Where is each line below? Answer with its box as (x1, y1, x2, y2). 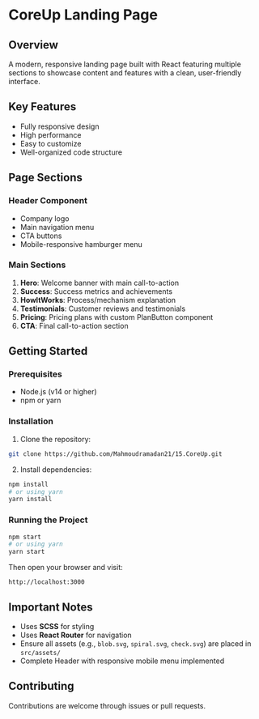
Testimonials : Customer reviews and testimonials (19, 304, 186, 313)
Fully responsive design (19, 121, 100, 131)
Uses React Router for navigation (19, 630, 132, 640)
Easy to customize (19, 138, 82, 148)
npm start (8, 533, 42, 541)
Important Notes (8, 600, 93, 614)
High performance (19, 130, 82, 139)
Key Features (8, 100, 77, 114)
